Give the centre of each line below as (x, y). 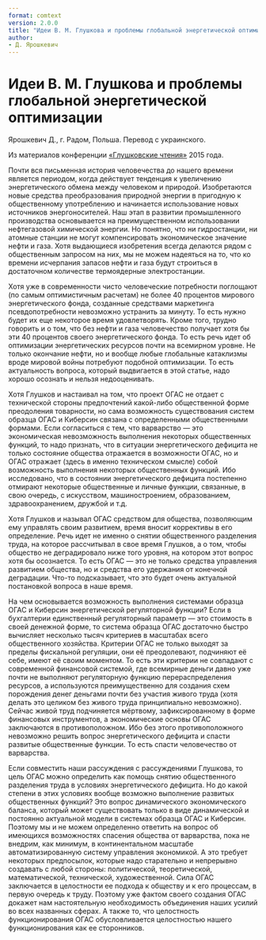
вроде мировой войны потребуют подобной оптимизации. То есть (121, 362)
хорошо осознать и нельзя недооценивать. (81, 379)
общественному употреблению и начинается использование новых (123, 204)
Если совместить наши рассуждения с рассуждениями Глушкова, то (126, 768)
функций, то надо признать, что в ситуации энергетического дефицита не (133, 445)
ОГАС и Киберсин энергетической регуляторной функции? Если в (120, 610)
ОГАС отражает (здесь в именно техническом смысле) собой (113, 462)
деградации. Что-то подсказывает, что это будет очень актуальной (122, 578)
